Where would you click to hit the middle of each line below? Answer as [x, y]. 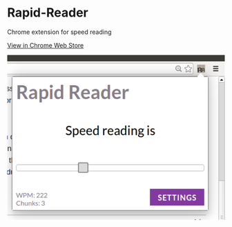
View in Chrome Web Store [46, 45]
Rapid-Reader [48, 13]
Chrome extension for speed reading [59, 32]
